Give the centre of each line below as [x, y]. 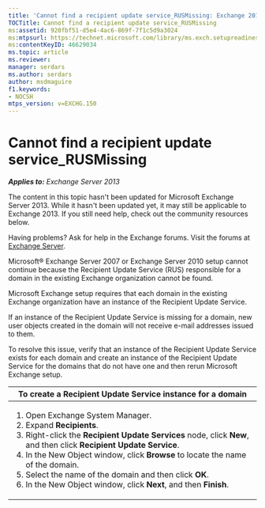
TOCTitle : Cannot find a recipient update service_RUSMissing [112, 23]
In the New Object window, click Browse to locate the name [136, 455]
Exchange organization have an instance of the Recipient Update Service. [127, 302]
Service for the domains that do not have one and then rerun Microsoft [123, 366]
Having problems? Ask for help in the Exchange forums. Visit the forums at [129, 237]
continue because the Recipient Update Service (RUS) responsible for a [125, 270]
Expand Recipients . [62, 426]
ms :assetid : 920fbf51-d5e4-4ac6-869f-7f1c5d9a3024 [93, 30]
